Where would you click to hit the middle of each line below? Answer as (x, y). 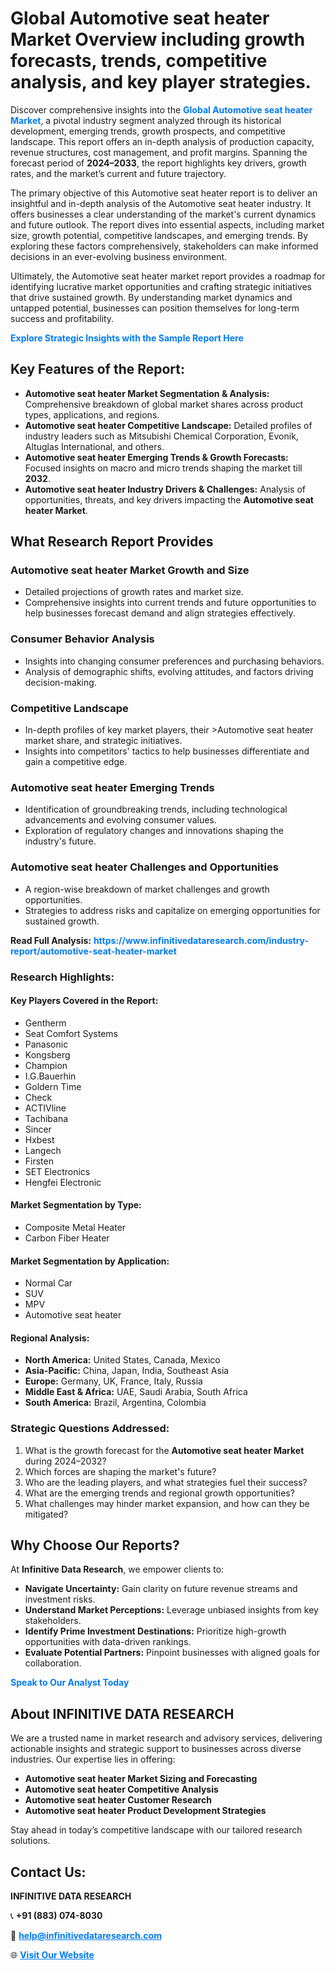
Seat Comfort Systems (71, 1033)
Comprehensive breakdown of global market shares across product (164, 404)
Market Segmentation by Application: (90, 1261)
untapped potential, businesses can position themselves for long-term (155, 308)
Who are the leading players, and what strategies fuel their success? (166, 1482)
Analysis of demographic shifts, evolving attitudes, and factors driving (169, 671)
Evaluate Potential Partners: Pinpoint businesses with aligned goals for (172, 1653)
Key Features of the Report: (98, 369)
